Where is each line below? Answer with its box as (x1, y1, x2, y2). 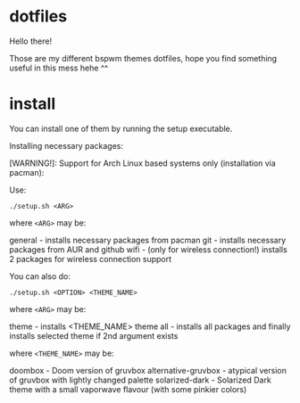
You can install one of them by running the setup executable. (9, 123, 233, 134)
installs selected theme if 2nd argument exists (9, 330, 179, 341)
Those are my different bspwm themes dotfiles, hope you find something (9, 53, 278, 63)
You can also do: (9, 270, 71, 282)
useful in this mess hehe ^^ (9, 62, 109, 73)
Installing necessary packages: (9, 140, 123, 151)
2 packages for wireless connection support (9, 253, 172, 264)
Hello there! (9, 36, 52, 46)
